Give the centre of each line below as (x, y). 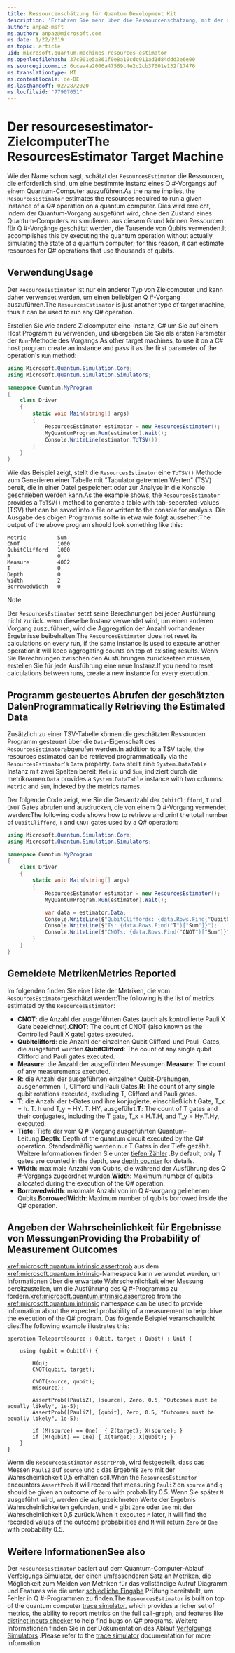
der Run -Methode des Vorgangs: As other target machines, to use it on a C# (115, 340)
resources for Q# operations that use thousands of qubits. (91, 251)
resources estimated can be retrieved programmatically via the (98, 756)
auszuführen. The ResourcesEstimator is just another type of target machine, (116, 304)
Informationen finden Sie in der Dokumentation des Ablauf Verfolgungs (109, 1628)
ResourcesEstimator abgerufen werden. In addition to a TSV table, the (106, 749)
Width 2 (34, 581)
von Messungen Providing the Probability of (104, 1239)
